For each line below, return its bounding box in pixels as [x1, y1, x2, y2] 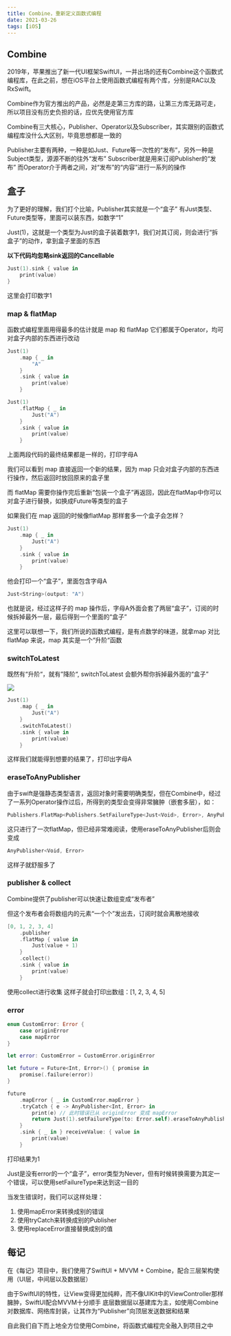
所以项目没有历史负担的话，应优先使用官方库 [7, 108, 134, 116]
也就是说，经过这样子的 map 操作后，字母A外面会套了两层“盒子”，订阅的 [7, 604, 213, 613]
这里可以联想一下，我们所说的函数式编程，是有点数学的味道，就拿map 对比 [7, 628, 220, 636]
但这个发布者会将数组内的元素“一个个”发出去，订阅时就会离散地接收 [7, 909, 199, 917]
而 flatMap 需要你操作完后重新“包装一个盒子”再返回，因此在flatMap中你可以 [7, 489, 222, 497]
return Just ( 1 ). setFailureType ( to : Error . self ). [32, 1116, 174, 1123]
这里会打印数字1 [7, 291, 52, 300]
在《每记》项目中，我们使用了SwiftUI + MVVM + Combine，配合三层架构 [7, 1266, 214, 1275]
